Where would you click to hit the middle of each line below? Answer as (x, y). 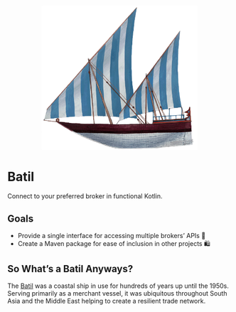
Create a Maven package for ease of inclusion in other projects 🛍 (114, 244)
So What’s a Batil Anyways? (70, 269)
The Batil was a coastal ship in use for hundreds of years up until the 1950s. (118, 286)
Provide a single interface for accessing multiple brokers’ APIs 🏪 (112, 236)
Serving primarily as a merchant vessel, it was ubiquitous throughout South (117, 293)
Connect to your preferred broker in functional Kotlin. (85, 196)
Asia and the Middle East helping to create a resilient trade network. (107, 301)
